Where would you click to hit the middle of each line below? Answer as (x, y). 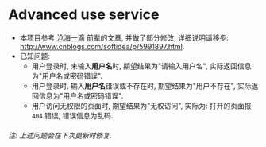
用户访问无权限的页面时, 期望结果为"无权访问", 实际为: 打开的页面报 (141, 106)
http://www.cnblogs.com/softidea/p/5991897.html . (102, 46)
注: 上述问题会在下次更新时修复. (60, 135)
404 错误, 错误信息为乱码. (72, 115)
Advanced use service (84, 15)
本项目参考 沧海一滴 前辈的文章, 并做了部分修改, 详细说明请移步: (124, 37)
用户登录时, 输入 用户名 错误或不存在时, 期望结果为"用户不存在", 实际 (141, 86)
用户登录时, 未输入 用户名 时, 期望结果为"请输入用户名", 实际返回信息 (141, 66)
